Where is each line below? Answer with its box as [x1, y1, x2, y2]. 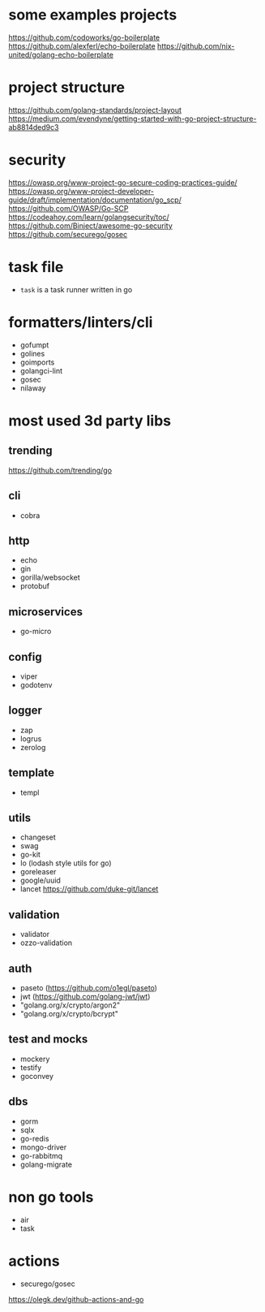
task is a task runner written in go [19, 284, 133, 294]
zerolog [19, 742, 46, 752]
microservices [8, 605, 83, 619]
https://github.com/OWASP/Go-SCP [8, 203, 129, 213]
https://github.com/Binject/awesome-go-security [8, 221, 173, 231]
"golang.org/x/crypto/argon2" [19, 1000, 121, 1010]
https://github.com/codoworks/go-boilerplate [8, 32, 160, 42]
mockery [19, 1054, 50, 1064]
